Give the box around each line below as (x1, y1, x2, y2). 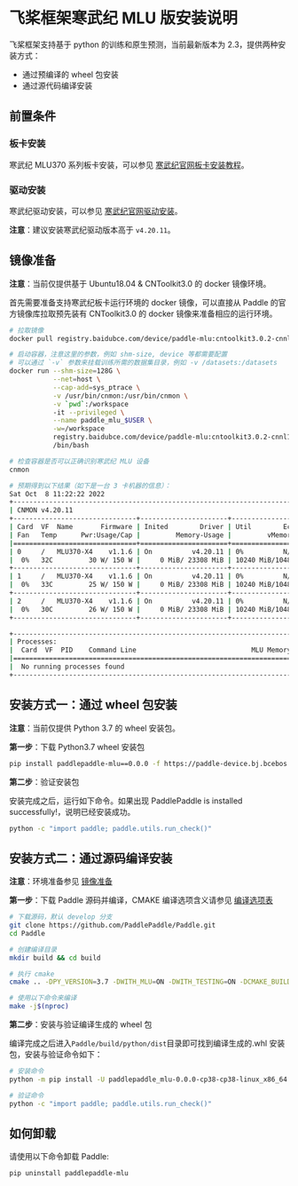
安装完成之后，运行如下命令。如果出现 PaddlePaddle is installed (9, 795, 243, 806)
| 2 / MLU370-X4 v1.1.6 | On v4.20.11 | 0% (9, 597, 244, 605)
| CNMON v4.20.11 (9, 506, 74, 515)
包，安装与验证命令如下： (9, 1049, 103, 1060)
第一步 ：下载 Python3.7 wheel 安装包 (9, 741, 145, 752)
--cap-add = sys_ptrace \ (52, 383, 141, 391)
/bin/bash (52, 441, 90, 450)
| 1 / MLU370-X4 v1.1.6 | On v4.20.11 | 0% (9, 572, 244, 581)
